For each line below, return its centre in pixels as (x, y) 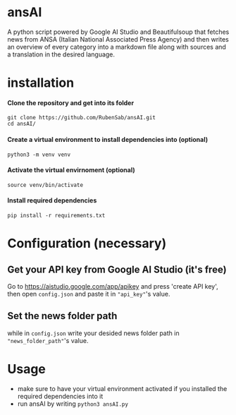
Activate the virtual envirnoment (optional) (71, 170)
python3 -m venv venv (39, 155)
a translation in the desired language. (61, 54)
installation (41, 83)
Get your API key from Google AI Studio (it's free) (117, 269)
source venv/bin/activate (45, 185)
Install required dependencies (52, 200)
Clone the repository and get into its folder (71, 102)
